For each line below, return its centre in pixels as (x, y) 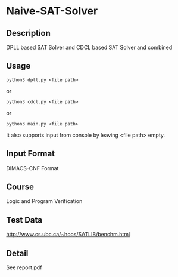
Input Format (31, 154)
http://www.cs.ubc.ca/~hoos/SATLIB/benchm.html (68, 235)
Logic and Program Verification (44, 201)
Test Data (24, 220)
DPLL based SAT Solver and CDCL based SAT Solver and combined (89, 47)
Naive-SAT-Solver (52, 11)
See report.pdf (24, 267)
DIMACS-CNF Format (32, 168)
